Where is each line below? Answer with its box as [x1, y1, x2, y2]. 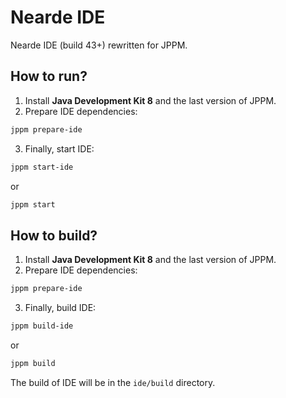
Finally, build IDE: [24, 302, 97, 314]
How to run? [10, 68, 88, 85]
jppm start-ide [10, 162, 74, 172]
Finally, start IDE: [24, 142, 95, 155]
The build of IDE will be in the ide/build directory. [10, 376, 216, 388]
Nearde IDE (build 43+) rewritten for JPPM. [10, 39, 188, 51]
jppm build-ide [10, 321, 74, 331]
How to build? [10, 227, 98, 244]
